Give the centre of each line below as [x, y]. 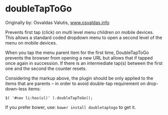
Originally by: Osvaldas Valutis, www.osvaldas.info [57, 22]
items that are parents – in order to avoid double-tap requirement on [75, 83]
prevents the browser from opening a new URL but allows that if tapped [79, 57]
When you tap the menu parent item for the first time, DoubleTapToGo [77, 52]
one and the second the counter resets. [46, 68]
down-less [16, 88]
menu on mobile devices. [31, 42]
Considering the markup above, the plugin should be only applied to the [79, 78]
